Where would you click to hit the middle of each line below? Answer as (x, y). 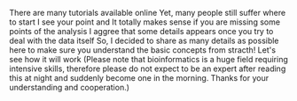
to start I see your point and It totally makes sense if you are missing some (145, 22)
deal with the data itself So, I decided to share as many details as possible (144, 40)
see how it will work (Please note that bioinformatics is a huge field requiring (148, 59)
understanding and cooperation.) (70, 87)
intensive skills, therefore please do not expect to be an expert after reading (148, 69)
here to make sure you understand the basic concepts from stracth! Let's (143, 50)
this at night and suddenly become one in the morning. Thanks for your (139, 78)
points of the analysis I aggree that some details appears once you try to (141, 31)
